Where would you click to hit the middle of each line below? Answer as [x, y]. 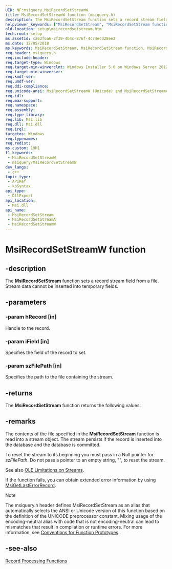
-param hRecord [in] [31, 317]
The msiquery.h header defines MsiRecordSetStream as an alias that [78, 505]
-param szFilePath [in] [34, 366]
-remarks [20, 421]
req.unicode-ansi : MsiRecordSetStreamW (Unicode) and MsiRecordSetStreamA [87, 91]
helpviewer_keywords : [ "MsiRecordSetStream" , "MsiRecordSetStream [78, 24]
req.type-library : [25, 115]
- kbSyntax [19, 186]
